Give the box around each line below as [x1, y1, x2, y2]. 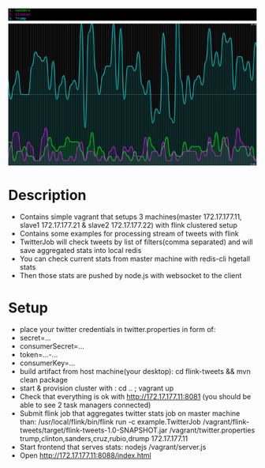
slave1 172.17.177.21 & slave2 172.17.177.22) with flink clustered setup [19, 221, 238, 230]
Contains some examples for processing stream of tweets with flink [19, 229, 239, 239]
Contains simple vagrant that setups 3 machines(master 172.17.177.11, [19, 212, 242, 221]
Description [8, 186, 87, 204]
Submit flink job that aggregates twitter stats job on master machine [19, 409, 241, 418]
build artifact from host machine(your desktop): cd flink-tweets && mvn [19, 367, 251, 376]
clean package [19, 376, 69, 385]
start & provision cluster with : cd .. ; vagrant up [19, 383, 174, 393]
